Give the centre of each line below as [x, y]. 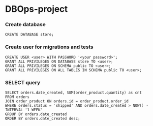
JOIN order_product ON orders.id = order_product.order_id [67, 101]
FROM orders [17, 97]
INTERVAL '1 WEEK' [24, 110]
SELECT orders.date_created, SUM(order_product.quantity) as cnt [73, 93]
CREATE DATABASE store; [30, 35]
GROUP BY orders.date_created [36, 114]
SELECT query [23, 82]
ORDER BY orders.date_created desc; [43, 119]
